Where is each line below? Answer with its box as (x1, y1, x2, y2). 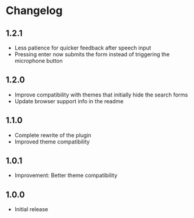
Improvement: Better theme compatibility (14, 172, 118, 179)
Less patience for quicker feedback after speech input (14, 44, 151, 51)
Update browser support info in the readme (14, 97, 124, 104)
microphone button (14, 57, 63, 64)
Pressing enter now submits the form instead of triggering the (14, 51, 170, 58)
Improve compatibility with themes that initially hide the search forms (14, 91, 189, 98)
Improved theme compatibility (14, 138, 90, 145)
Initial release (14, 206, 48, 213)
